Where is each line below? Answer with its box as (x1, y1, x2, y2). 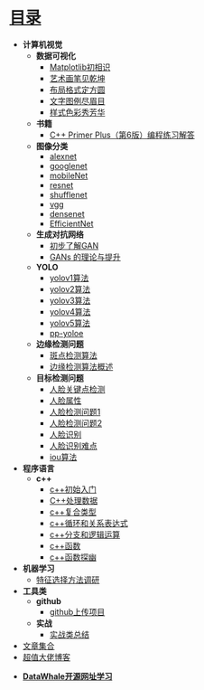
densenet (49, 208, 85, 219)
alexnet (49, 150, 78, 162)
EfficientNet (49, 218, 94, 229)
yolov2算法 (49, 283, 91, 294)
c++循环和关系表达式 (49, 517, 128, 528)
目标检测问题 (35, 372, 84, 383)
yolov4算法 (49, 306, 91, 317)
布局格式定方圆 (49, 84, 106, 95)
